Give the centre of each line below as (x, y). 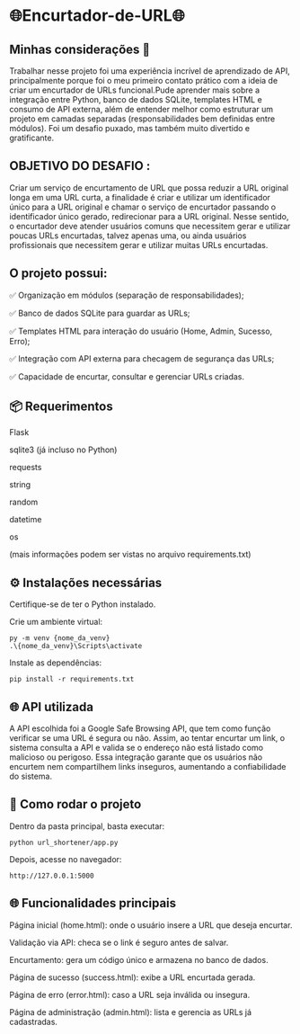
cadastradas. (34, 1021)
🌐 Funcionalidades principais (93, 903)
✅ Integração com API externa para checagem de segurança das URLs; (142, 358)
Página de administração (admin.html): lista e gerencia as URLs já (131, 1012)
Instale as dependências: (56, 663)
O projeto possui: (58, 274)
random (24, 502)
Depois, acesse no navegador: (66, 859)
